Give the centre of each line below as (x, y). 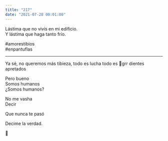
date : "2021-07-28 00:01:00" (35, 14)
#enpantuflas (19, 49)
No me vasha (19, 98)
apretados (16, 68)
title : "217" (19, 10)
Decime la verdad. (24, 123)
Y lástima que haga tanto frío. (35, 34)
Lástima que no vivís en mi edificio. (41, 28)
